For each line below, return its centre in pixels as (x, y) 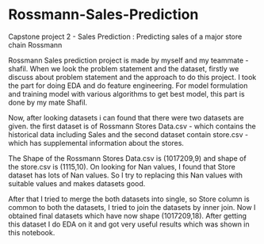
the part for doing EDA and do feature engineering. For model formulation (128, 86)
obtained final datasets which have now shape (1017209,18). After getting (128, 215)
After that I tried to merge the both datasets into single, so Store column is (129, 199)
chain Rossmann (35, 44)
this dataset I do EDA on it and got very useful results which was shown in (129, 224)
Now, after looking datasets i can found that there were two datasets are (126, 117)
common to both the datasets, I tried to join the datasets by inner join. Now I (132, 207)
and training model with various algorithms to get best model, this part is (126, 93)
